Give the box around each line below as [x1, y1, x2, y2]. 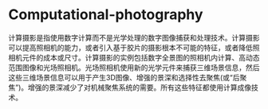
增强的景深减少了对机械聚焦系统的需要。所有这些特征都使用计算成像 [27, 82, 252, 92]
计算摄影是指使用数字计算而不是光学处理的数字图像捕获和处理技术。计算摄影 [8, 33, 260, 42]
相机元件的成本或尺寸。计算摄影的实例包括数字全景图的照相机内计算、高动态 [8, 53, 260, 62]
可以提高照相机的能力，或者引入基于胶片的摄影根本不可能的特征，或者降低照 [8, 42, 260, 53]
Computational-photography [8, 6, 203, 24]
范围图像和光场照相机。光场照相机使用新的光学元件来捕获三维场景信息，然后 [8, 62, 260, 72]
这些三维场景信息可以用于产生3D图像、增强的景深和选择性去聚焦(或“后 [8, 72, 241, 82]
